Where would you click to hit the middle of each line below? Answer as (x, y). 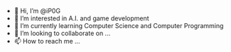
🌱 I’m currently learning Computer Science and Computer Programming (119, 26)
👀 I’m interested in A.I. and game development (81, 18)
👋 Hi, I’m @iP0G (37, 11)
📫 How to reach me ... (47, 41)
